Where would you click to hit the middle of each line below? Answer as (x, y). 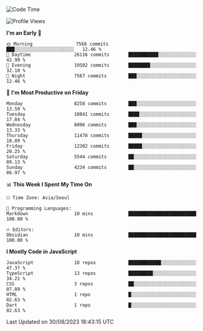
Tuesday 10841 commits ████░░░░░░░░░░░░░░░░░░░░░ (101, 114)
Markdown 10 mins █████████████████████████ (101, 214)
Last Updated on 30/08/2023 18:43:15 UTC (60, 322)
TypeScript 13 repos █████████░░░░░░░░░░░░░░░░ (101, 273)
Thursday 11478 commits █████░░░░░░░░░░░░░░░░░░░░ (101, 135)
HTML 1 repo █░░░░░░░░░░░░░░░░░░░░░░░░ (101, 295)
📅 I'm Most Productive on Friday (48, 92)
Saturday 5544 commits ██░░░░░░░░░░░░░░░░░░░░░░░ (101, 157)
